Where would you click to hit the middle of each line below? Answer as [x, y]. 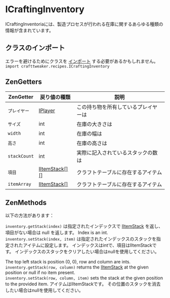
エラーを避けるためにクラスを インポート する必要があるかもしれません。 [82, 61]
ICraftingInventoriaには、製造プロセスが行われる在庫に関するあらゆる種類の [84, 24]
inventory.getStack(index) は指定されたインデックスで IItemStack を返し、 [84, 226]
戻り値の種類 [55, 97]
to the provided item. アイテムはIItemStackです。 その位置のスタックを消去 [83, 284]
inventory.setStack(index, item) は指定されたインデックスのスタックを [81, 239]
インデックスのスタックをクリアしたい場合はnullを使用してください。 [87, 252]
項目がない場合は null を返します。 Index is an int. [57, 233]
